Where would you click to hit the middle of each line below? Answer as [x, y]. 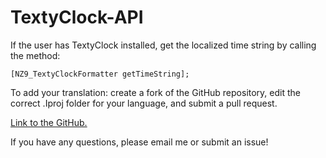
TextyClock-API [77, 17]
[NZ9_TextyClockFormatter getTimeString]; [100, 74]
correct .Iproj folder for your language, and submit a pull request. [144, 103]
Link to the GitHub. [49, 122]
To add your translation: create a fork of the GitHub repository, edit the [155, 92]
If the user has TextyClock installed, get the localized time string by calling [163, 45]
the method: [35, 55]
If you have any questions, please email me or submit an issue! [139, 142]
